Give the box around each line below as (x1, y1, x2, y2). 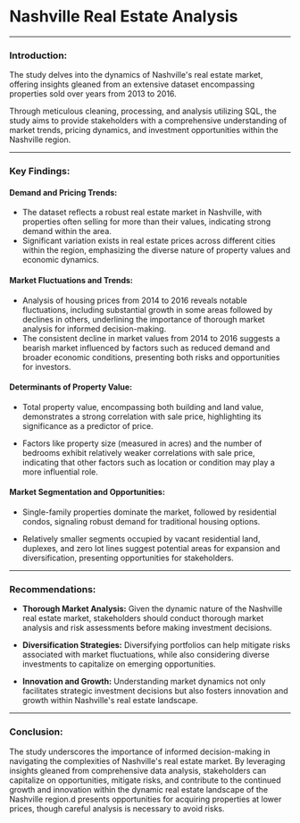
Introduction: (9, 49, 68, 62)
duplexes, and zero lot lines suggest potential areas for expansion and (21, 542, 280, 553)
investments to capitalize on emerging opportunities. (21, 659, 216, 669)
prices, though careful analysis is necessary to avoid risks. (9, 802, 225, 814)
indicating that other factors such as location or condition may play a (21, 457, 275, 467)
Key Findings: (9, 165, 71, 178)
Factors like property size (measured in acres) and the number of (21, 438, 262, 449)
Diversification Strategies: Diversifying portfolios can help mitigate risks (21, 640, 291, 651)
